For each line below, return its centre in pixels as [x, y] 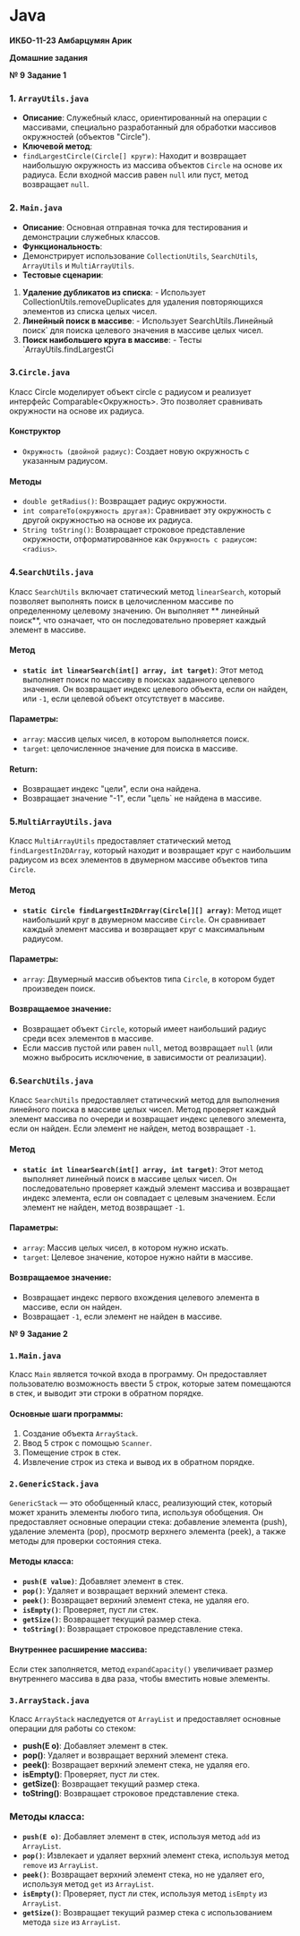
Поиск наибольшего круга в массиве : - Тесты [112, 339]
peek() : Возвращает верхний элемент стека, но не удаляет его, [143, 1874]
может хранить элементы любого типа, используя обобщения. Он [137, 1512]
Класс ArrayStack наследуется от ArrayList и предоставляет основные [145, 1719]
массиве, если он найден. [72, 1306]
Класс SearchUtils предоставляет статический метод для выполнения [145, 1100]
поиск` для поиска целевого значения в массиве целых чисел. [143, 330]
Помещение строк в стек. [71, 1452]
